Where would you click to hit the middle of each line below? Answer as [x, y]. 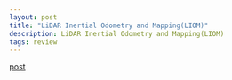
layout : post [33, 17]
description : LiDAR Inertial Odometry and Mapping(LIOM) [117, 33]
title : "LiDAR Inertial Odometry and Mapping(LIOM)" [109, 25]
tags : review [33, 42]
